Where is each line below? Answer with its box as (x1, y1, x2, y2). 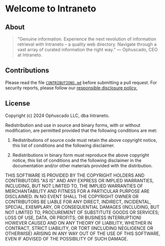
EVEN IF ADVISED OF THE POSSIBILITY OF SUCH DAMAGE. (5, 236, 128, 242)
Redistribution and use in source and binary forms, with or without (5, 122, 141, 128)
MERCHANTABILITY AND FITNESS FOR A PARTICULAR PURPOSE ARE (5, 188, 150, 194)
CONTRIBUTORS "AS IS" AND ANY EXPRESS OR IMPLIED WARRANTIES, (5, 177, 154, 183)
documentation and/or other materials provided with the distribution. (12, 162, 153, 168)
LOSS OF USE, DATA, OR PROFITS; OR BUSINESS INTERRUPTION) (5, 215, 142, 221)
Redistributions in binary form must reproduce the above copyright (12, 152, 149, 158)
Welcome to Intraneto (5, 3, 96, 14)
